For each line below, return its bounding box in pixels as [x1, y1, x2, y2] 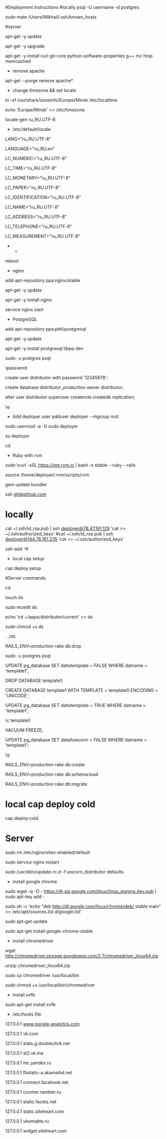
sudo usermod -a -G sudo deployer [5, 423, 78, 429]
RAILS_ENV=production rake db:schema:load [5, 771, 98, 777]
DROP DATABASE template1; [5, 677, 63, 683]
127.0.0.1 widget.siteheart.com [5, 1127, 67, 1133]
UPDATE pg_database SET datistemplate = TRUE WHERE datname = [5, 702, 146, 708]
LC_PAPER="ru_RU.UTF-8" [5, 185, 61, 190]
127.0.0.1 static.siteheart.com [5, 1108, 64, 1114]
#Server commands [5, 575, 46, 581]
